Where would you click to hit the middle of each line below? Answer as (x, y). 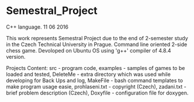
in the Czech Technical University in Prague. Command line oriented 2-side (97, 44)
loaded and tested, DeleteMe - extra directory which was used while (89, 74)
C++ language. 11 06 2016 (37, 27)
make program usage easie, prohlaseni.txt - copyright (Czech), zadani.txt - (96, 86)
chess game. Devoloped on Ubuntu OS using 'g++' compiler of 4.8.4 (89, 50)
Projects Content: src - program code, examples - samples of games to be (96, 68)
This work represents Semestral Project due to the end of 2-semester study (97, 38)
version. (16, 57)
